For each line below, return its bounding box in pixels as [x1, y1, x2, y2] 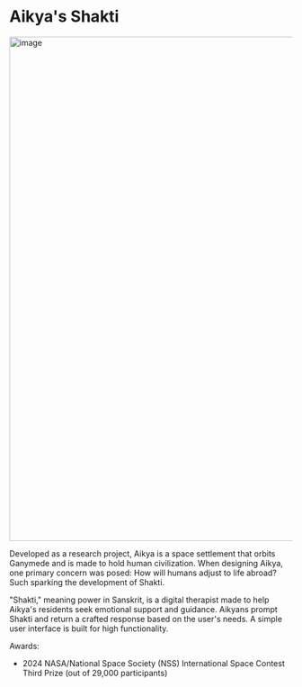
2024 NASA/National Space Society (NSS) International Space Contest [22, 657, 285, 668]
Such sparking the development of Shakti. [9, 576, 164, 587]
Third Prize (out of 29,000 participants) [22, 667, 168, 678]
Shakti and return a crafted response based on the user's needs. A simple [9, 613, 283, 624]
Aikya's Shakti [9, 6, 120, 27]
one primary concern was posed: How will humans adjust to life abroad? [9, 567, 277, 578]
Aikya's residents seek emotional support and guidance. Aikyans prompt [9, 603, 279, 614]
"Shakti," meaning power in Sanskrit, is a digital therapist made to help [9, 594, 270, 605]
